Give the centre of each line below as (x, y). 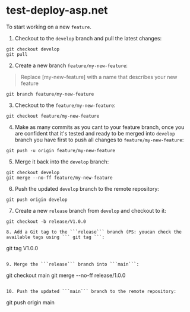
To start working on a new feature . (49, 27)
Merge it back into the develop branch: (62, 162)
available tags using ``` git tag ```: (56, 237)
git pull (17, 54)
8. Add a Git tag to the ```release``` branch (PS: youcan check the (94, 232)
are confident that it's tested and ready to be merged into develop (95, 133)
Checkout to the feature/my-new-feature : (65, 105)
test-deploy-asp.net (57, 10)
